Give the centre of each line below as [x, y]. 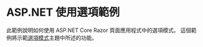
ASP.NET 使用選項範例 [63, 12]
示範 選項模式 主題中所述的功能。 [57, 37]
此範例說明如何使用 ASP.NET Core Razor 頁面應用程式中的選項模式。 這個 [99, 30]
